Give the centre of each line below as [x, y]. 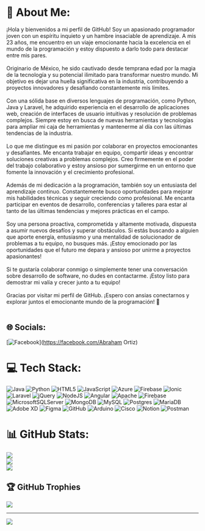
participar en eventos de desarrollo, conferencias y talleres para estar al [97, 204]
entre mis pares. [27, 55]
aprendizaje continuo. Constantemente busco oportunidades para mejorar [100, 191]
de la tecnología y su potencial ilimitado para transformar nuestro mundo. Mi [102, 74]
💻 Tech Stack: [44, 368]
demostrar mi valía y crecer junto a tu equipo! [63, 282]
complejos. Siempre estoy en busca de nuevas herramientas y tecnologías [100, 120]
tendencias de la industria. [40, 133]
